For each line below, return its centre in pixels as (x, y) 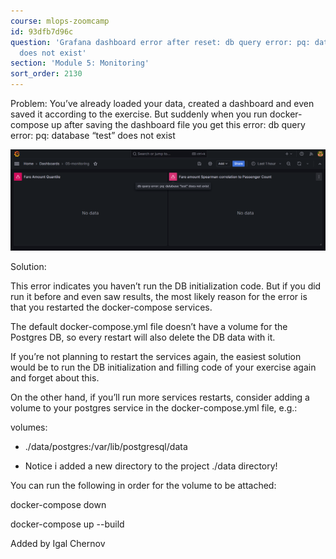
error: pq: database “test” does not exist (93, 135)
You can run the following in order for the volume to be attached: (143, 485)
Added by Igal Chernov (58, 543)
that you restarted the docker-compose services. (111, 307)
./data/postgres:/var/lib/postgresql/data (106, 446)
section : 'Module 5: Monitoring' (80, 63)
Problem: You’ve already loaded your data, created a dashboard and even (162, 103)
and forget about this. (55, 377)
